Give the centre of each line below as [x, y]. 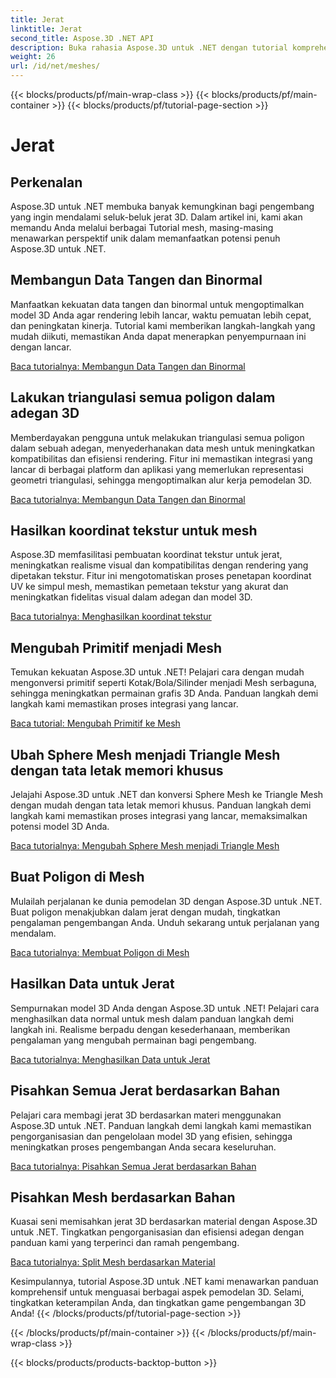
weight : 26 [33, 57]
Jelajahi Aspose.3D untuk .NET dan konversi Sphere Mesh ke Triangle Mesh [167, 795]
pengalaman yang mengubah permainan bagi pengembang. [133, 1040]
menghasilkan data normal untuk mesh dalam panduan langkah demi [152, 1018]
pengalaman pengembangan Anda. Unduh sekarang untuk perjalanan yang [165, 922]
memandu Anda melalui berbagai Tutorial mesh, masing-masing [142, 227]
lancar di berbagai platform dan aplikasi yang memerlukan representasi [157, 469]
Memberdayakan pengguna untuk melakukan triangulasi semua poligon [157, 437]
